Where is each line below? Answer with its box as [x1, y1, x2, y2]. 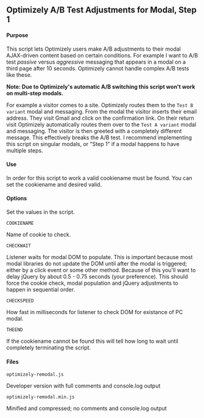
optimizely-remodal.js [6, 372, 64, 378]
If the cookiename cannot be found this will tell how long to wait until [6, 337, 178, 345]
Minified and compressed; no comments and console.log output [6, 405, 167, 412]
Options [6, 195, 27, 202]
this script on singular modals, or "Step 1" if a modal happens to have [6, 140, 180, 147]
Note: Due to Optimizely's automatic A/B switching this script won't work [6, 82, 195, 90]
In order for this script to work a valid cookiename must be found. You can [6, 174, 193, 182]
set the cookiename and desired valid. [6, 180, 102, 188]
